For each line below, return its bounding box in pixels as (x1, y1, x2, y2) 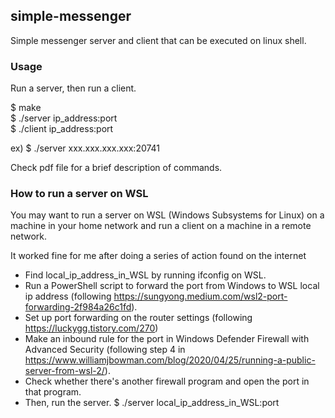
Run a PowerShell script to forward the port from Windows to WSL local (24, 280, 320, 292)
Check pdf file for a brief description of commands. (10, 162, 223, 174)
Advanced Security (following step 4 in (24, 344, 186, 356)
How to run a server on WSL (10, 187, 149, 201)
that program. (24, 386, 82, 398)
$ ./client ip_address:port (10, 123, 114, 135)
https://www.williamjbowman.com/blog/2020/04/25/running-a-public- (24, 354, 316, 366)
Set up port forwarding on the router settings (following (24, 312, 253, 324)
